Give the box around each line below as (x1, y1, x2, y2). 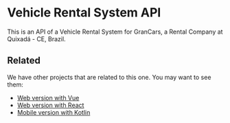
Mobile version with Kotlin (16, 108, 91, 116)
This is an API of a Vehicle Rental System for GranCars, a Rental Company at (7, 27, 223, 36)
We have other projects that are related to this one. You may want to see (7, 73, 211, 81)
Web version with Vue (16, 93, 80, 102)
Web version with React (16, 101, 84, 109)
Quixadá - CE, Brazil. (7, 34, 67, 43)
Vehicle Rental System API (7, 5, 161, 21)
